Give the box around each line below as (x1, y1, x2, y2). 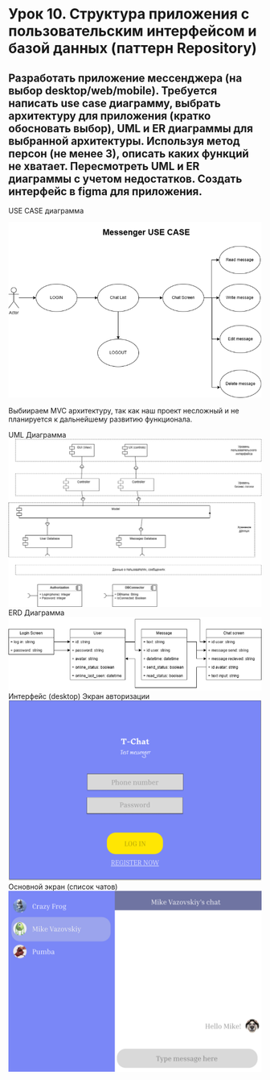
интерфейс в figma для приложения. (8, 185, 202, 198)
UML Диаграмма (8, 430, 67, 439)
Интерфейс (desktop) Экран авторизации (8, 691, 150, 701)
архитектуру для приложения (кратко (8, 109, 211, 123)
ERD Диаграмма (8, 608, 65, 617)
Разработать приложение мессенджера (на (8, 71, 243, 85)
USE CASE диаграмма (8, 206, 84, 215)
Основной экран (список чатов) (8, 882, 118, 891)
